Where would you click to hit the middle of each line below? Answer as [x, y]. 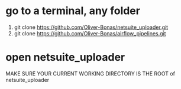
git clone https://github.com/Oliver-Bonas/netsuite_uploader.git [91, 27]
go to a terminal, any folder [73, 11]
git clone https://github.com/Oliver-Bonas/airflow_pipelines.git [90, 33]
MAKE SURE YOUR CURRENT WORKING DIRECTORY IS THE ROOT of [90, 73]
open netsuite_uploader [65, 57]
